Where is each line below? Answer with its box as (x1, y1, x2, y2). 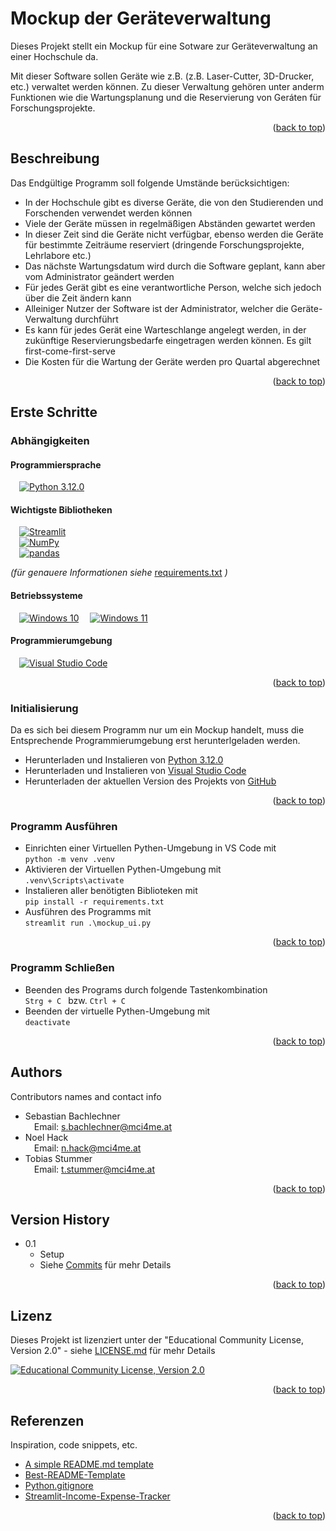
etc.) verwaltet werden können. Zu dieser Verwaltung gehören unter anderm (10, 80, 325, 92)
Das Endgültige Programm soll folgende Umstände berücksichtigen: (10, 177, 290, 189)
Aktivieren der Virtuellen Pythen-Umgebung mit (24, 863, 222, 876)
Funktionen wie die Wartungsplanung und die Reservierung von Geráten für (10, 91, 322, 103)
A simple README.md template (24, 1458, 154, 1471)
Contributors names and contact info (10, 1090, 162, 1102)
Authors (10, 1064, 63, 1081)
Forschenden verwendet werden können (24, 207, 193, 219)
